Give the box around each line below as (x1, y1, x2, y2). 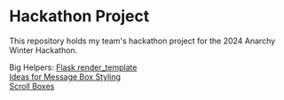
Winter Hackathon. (9, 44, 78, 55)
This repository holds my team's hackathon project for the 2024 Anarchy (9, 35, 276, 46)
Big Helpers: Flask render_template (9, 62, 138, 73)
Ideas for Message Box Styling (9, 71, 122, 81)
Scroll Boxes (9, 81, 55, 91)
